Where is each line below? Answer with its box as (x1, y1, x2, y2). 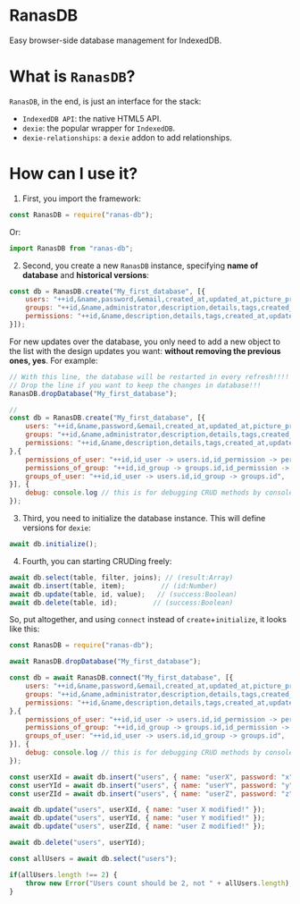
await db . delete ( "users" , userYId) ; (9, 838, 146, 848)
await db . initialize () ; (9, 540, 98, 549)
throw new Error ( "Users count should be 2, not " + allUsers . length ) (25, 878, 290, 888)
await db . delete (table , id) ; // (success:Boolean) (9, 598, 234, 607)
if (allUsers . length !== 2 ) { (9, 870, 118, 879)
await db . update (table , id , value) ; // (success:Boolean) (9, 589, 238, 599)
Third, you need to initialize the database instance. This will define (21, 513, 266, 524)
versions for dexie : (21, 522, 91, 533)
